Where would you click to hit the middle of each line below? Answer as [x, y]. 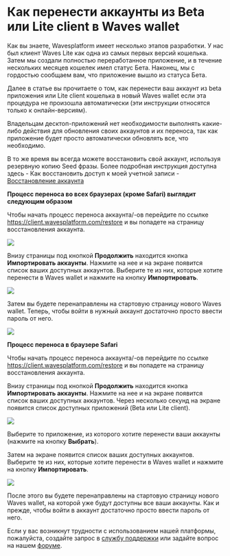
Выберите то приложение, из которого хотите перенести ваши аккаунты [114, 434]
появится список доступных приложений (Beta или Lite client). [99, 407]
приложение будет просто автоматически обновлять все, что [98, 138]
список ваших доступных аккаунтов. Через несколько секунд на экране [114, 400]
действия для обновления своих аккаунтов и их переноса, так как [120, 131]
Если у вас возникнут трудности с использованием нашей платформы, [112, 531]
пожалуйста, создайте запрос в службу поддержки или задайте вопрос [113, 538]
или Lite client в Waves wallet [93, 26]
